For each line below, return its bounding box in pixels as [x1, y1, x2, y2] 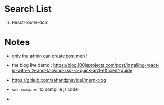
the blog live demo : [11, 62, 52, 68]
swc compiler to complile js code [11, 86, 78, 92]
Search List [4, 3, 52, 15]
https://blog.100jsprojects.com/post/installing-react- [53, 62, 159, 68]
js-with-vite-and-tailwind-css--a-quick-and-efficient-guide [11, 67, 132, 73]
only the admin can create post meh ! [11, 53, 88, 59]
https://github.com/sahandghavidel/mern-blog [11, 77, 106, 83]
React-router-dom [11, 20, 49, 25]
